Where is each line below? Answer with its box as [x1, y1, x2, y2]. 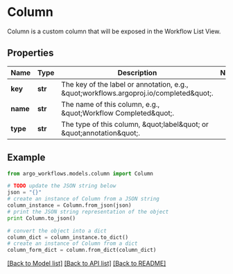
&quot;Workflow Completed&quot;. [61, 108, 175, 118]
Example [7, 152, 46, 164]
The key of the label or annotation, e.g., [61, 79, 189, 89]
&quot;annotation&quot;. [61, 128, 141, 137]
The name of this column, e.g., [61, 99, 160, 109]
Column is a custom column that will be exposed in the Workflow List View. [7, 27, 221, 35]
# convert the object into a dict [7, 227, 107, 234]
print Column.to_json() [7, 214, 76, 222]
